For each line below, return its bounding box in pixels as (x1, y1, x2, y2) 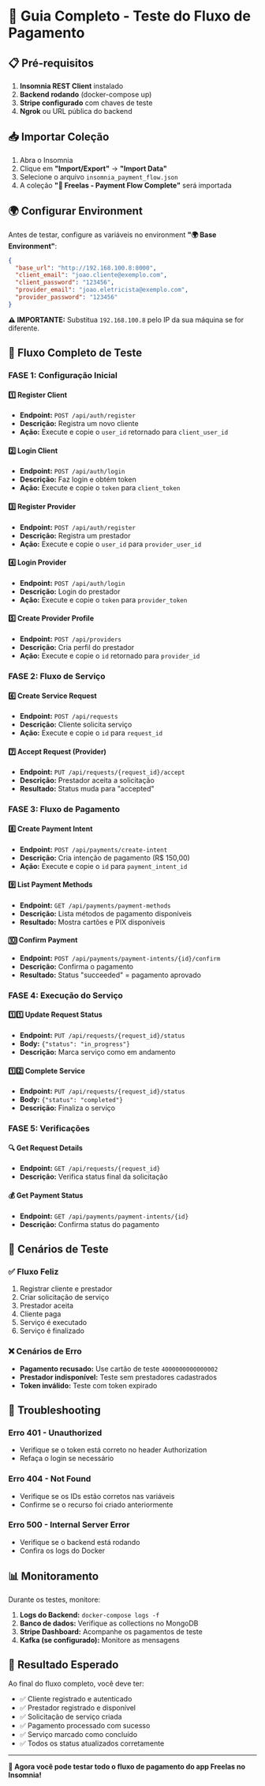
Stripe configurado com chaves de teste (19, 98, 153, 108)
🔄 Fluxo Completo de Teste (8, 346, 143, 360)
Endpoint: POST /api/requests (19, 712, 118, 721)
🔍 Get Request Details (8, 1142, 83, 1153)
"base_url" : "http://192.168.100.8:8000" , (15, 264, 157, 272)
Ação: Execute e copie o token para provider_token (19, 595, 188, 604)
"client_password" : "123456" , (15, 278, 114, 287)
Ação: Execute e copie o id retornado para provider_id (19, 651, 200, 661)
